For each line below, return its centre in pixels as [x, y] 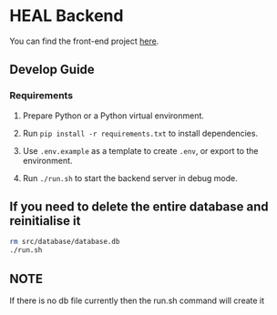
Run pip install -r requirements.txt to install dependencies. [140, 133]
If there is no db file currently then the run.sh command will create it [137, 300]
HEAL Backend [67, 16]
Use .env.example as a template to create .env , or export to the [140, 150]
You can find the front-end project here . [84, 41]
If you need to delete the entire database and [139, 207]
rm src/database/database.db [65, 242]
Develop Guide [52, 70]
